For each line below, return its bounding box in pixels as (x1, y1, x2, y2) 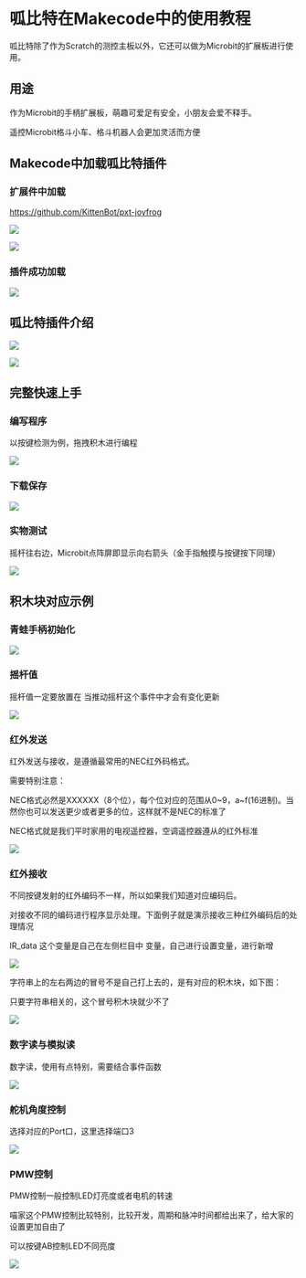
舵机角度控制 (9, 1103, 67, 1115)
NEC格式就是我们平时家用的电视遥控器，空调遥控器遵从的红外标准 (9, 826, 259, 837)
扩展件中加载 (9, 185, 67, 198)
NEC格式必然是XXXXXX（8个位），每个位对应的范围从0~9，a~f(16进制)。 (9, 795, 286, 806)
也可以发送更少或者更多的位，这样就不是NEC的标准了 (25, 806, 227, 818)
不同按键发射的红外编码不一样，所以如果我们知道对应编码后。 (9, 890, 242, 901)
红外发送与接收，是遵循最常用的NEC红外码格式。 (9, 755, 195, 767)
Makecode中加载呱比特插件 (9, 156, 167, 172)
